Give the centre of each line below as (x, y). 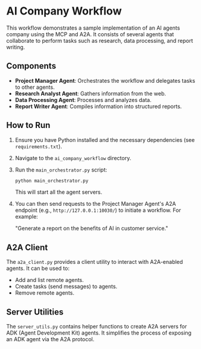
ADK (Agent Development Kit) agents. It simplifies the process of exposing (99, 333)
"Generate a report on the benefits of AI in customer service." (91, 228)
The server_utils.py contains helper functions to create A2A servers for (97, 327)
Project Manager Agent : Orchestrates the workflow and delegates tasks (105, 80)
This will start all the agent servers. (59, 192)
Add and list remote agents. (49, 280)
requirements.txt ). (38, 146)
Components (31, 66)
